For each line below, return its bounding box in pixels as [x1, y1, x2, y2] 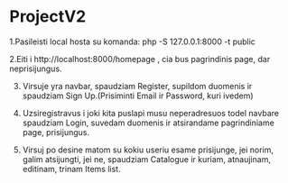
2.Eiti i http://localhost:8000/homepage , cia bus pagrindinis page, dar [9, 53, 271, 64]
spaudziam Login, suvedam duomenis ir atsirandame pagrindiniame [22, 117, 275, 128]
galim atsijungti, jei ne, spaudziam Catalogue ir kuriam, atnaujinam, [22, 153, 271, 164]
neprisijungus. [9, 63, 62, 74]
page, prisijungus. [22, 126, 90, 137]
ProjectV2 [9, 6, 87, 27]
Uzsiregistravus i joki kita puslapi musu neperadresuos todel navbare [22, 107, 280, 118]
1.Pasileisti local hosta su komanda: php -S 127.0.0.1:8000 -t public [9, 36, 255, 47]
